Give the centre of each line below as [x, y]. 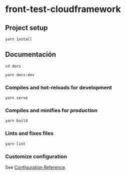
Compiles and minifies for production [51, 110]
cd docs [13, 66]
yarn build [16, 121]
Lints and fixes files [29, 133]
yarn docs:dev [20, 75]
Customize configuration [36, 156]
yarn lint [15, 144]
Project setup [27, 28]
